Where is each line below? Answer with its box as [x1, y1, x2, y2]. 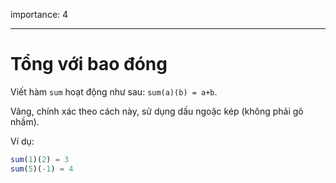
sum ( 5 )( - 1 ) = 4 [10, 164, 74, 174]
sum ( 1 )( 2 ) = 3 [10, 154, 70, 164]
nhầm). [10, 115, 40, 128]
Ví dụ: [10, 135, 35, 147]
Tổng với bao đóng [10, 53, 168, 76]
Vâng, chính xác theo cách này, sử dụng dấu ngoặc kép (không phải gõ [10, 105, 304, 117]
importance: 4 [10, 9, 69, 20]
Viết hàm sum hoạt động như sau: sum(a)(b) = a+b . [10, 85, 218, 98]
